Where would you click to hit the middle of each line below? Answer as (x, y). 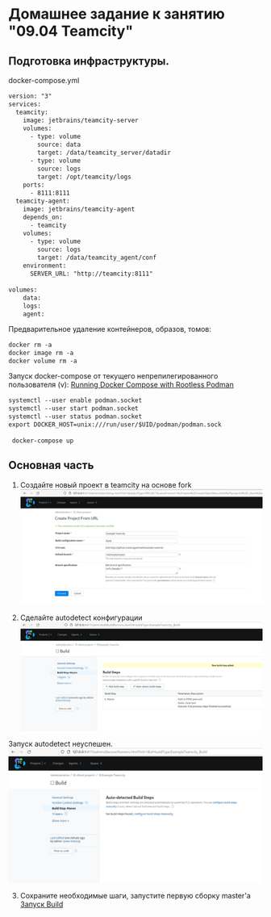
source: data (59, 144)
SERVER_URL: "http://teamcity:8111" (91, 274)
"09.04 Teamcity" (71, 31)
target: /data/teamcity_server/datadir (104, 153)
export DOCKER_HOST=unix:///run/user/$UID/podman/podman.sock (115, 425)
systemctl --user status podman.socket (75, 417)
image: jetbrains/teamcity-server (81, 120)
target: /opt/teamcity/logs (84, 177)
